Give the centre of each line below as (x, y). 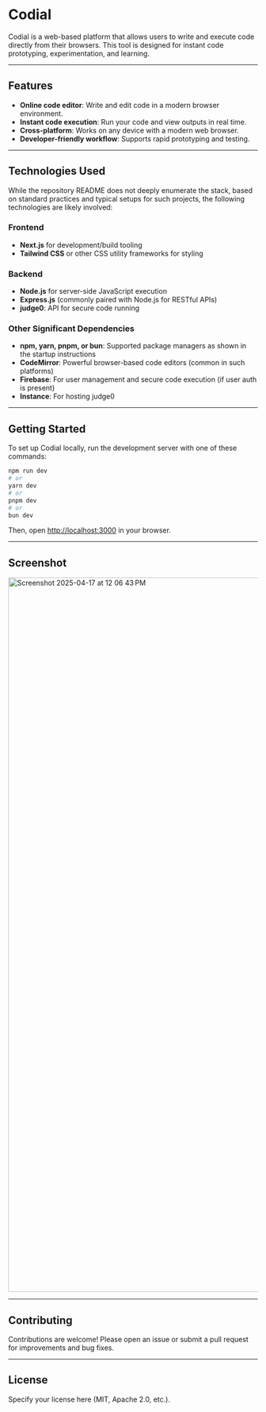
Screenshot (38, 562)
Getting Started (47, 429)
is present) (37, 388)
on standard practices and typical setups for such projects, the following (127, 198)
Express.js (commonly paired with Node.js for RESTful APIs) (118, 300)
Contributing (40, 1320)
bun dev (21, 515)
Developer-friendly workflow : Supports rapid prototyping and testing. (135, 139)
